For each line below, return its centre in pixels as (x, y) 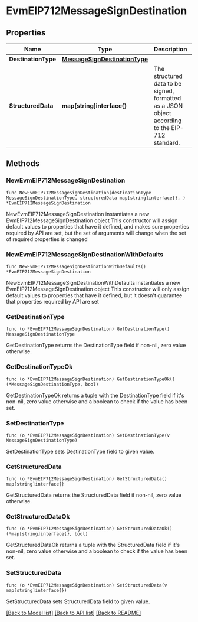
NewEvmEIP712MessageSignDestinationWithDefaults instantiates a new (93, 282)
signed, (164, 91)
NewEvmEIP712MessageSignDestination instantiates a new (78, 214)
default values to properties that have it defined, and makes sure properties (98, 226)
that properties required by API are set (52, 301)
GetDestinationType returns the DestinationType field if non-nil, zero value (96, 345)
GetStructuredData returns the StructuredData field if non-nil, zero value (94, 495)
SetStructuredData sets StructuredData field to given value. (78, 601)
